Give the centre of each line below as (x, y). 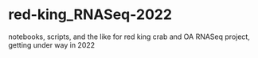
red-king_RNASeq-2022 (90, 15)
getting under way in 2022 (52, 44)
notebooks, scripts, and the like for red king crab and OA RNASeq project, (129, 37)
